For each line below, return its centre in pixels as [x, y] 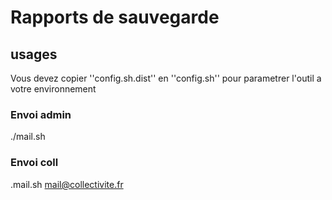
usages [34, 54]
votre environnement [53, 89]
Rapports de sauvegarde [115, 17]
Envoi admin [41, 114]
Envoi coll [34, 163]
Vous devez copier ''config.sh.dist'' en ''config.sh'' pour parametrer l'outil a [166, 78]
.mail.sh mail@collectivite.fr [67, 184]
